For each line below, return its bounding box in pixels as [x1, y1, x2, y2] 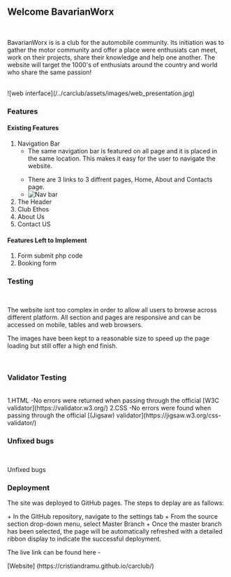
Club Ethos [17, 204, 50, 213]
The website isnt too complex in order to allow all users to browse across [7, 306, 217, 314]
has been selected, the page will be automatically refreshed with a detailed [7, 527, 223, 536]
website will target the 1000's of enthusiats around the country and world [7, 60, 218, 69]
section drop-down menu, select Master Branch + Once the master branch [7, 520, 222, 528]
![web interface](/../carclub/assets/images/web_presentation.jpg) [7, 89, 195, 97]
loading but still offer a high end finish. [7, 342, 118, 350]
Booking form [17, 259, 57, 267]
